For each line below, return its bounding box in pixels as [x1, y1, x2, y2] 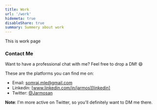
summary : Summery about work [5, 25, 64, 30]
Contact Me [5, 50, 34, 57]
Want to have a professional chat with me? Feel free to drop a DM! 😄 [5, 61, 143, 67]
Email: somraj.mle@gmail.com [12, 80, 73, 86]
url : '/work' [5, 12, 32, 16]
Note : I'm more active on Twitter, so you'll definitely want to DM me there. [5, 99, 153, 105]
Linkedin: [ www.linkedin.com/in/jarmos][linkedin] [12, 85, 110, 91]
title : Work [5, 7, 29, 12]
